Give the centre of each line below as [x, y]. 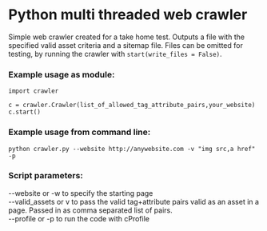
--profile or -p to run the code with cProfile [79, 218]
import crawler [34, 91]
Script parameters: [46, 176]
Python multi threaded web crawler [128, 15]
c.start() [25, 112]
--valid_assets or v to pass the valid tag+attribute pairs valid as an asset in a [134, 201]
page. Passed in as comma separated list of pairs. [91, 210]
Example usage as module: [62, 74]
